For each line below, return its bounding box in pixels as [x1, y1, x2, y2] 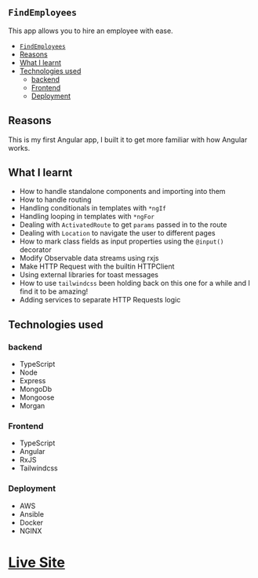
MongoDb [19, 385, 53, 394]
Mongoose [19, 393, 55, 402]
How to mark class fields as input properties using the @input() [19, 236, 224, 247]
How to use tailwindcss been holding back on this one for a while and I [19, 279, 251, 288]
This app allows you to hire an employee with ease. [8, 26, 174, 35]
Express [19, 376, 46, 386]
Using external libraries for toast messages [19, 270, 159, 280]
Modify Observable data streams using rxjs [19, 254, 159, 263]
